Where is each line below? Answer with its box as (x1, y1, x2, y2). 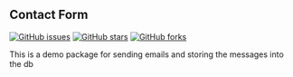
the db (9, 58, 34, 69)
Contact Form (9, 7, 89, 23)
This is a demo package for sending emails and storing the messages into (9, 49, 285, 60)
